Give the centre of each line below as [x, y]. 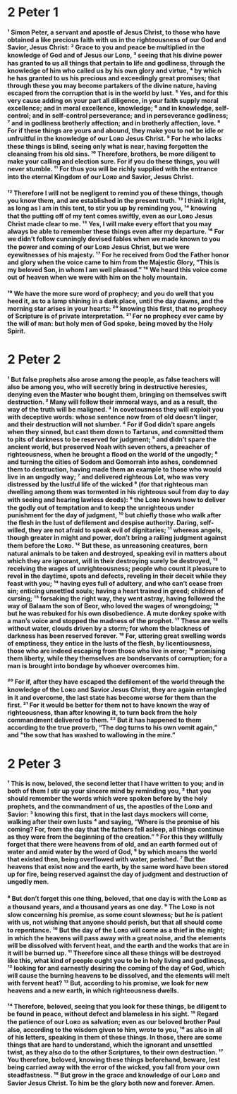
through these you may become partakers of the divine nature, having [112, 85]
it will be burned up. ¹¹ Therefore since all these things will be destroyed [114, 953]
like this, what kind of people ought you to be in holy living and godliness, [117, 960]
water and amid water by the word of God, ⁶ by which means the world [112, 852]
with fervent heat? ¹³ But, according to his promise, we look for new [108, 983]
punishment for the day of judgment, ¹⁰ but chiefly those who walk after [115, 515]
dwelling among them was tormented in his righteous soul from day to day [118, 491]
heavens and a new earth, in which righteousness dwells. [93, 990]
